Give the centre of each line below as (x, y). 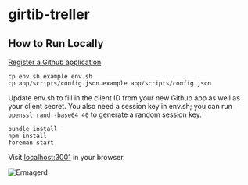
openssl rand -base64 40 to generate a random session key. (105, 114)
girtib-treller (49, 15)
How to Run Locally (56, 44)
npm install (27, 136)
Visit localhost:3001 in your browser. (66, 157)
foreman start (31, 143)
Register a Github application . (56, 62)
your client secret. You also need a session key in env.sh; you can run (120, 106)
